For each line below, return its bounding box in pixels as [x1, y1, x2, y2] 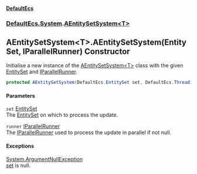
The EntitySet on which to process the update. [6, 111, 118, 118]
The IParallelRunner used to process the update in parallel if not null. [6, 129, 172, 136]
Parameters [6, 92, 35, 99]
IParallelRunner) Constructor [22, 46, 130, 56]
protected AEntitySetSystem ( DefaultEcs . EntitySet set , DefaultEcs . [6, 80, 175, 86]
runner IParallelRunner [6, 123, 60, 130]
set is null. [6, 162, 31, 169]
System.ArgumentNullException [6, 155, 83, 162]
